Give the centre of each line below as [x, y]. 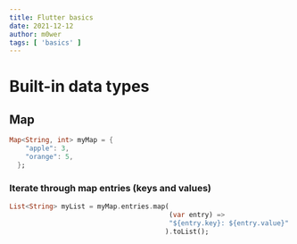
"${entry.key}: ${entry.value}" [229, 223]
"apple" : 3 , [47, 148]
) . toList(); [187, 231]
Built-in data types [79, 87]
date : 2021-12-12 [41, 26]
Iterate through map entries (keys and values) [110, 188]
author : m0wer [36, 34]
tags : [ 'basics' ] [45, 42]
